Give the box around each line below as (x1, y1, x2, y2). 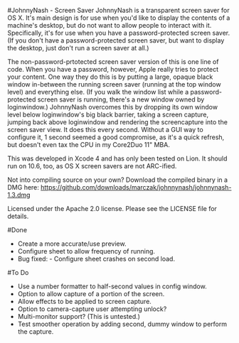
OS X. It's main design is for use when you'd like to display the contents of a (7, 13, 230, 22)
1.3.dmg (7, 191, 31, 199)
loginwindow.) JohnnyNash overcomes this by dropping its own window (7, 103, 218, 111)
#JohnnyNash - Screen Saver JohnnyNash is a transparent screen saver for (7, 6, 230, 14)
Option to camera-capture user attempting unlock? (17, 305, 167, 313)
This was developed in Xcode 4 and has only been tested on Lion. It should (7, 154, 228, 163)
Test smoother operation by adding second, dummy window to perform (17, 320, 228, 328)
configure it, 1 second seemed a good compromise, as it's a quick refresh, (7, 133, 225, 141)
